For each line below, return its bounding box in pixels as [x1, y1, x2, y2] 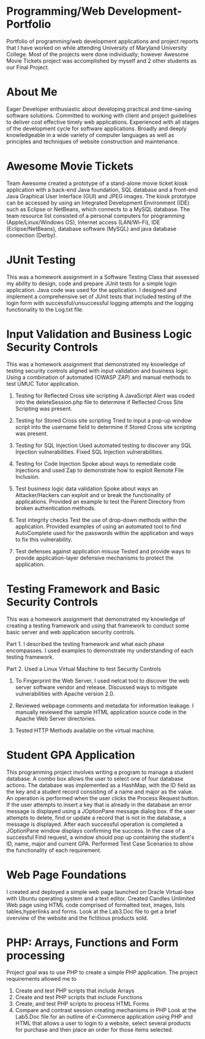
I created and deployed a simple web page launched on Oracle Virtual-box [6, 888, 194, 895]
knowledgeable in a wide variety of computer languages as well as [6, 131, 174, 138]
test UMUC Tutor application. [6, 380, 80, 387]
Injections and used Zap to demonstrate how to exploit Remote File [15, 467, 184, 474]
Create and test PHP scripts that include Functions [15, 994, 143, 1001]
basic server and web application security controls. [6, 628, 136, 636]
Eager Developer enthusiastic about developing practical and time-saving [6, 105, 192, 113]
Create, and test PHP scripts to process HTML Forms [15, 1000, 149, 1008]
